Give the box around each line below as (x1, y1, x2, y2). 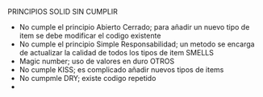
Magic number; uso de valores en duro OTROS (19, 56, 175, 66)
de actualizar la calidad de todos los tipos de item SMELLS (19, 48, 215, 57)
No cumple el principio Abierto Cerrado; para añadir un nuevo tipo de (19, 22, 250, 31)
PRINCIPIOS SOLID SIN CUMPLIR (7, 7, 119, 16)
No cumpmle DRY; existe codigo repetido (19, 74, 157, 83)
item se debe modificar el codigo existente (19, 31, 161, 40)
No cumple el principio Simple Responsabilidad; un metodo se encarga (19, 39, 255, 49)
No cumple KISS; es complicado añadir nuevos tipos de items (19, 65, 224, 75)
